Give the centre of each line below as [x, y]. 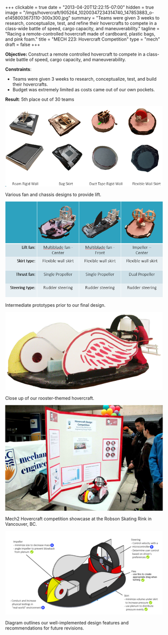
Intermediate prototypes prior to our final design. [55, 305]
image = [14, 13]
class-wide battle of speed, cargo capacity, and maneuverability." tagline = [82, 29]
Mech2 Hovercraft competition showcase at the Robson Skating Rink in [78, 519]
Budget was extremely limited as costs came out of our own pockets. [83, 89]
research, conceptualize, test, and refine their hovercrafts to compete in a [81, 23]
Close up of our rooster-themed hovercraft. [50, 398]
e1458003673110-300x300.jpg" [38, 18]
